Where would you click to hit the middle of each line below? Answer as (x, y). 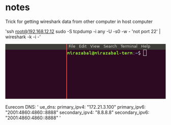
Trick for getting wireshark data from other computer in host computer (79, 21)
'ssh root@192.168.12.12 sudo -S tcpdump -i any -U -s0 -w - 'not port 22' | (83, 31)
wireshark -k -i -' (23, 37)
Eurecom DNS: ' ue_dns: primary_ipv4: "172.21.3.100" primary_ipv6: (76, 107)
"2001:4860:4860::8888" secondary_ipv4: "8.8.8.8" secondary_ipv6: (77, 112)
